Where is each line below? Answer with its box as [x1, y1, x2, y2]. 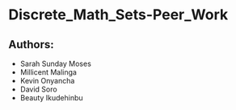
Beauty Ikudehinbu [19, 93, 83, 102]
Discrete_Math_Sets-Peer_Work [8, 6, 229, 24]
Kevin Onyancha [19, 76, 75, 85]
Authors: [8, 38, 54, 51]
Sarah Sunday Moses [19, 59, 91, 68]
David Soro [19, 84, 58, 94]
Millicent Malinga [19, 67, 77, 77]
